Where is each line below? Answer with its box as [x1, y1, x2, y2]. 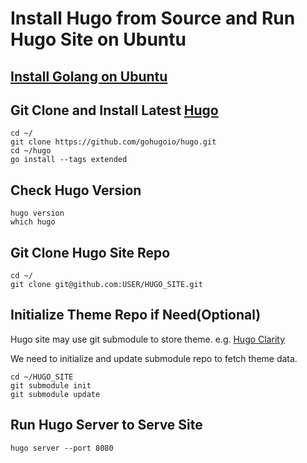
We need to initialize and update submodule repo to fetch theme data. [10, 352, 298, 364]
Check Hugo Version [10, 182, 142, 199]
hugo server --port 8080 [10, 443, 114, 453]
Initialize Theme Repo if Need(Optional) [10, 307, 262, 324]
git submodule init [10, 380, 92, 391]
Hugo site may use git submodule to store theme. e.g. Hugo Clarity [10, 333, 286, 345]
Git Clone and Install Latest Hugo [10, 102, 219, 119]
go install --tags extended [10, 155, 128, 165]
